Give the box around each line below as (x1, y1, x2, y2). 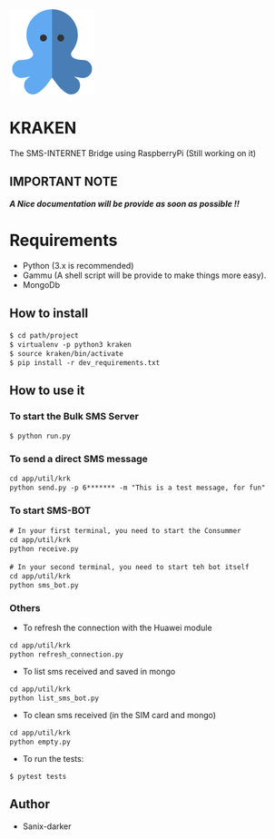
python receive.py (9, 544, 79, 553)
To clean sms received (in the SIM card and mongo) (22, 710, 216, 721)
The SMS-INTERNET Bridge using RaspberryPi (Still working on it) (9, 147, 257, 158)
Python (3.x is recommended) (22, 260, 134, 271)
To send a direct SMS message (9, 453, 148, 466)
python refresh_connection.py (9, 650, 124, 659)
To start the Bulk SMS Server (9, 410, 139, 422)
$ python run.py (9, 431, 71, 441)
